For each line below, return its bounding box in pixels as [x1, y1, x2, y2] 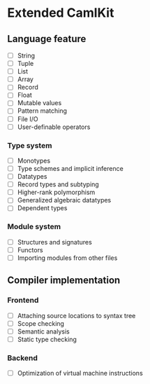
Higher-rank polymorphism [17, 188, 96, 197]
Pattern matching [17, 107, 68, 115]
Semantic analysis [17, 327, 70, 336]
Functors [17, 245, 43, 254]
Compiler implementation [7, 275, 121, 287]
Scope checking [17, 319, 65, 327]
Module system [7, 222, 61, 232]
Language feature [7, 33, 87, 45]
